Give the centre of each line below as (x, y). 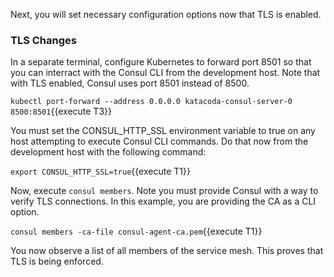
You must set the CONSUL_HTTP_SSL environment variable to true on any (163, 131)
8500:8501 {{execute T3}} (61, 111)
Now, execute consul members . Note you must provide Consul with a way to (164, 191)
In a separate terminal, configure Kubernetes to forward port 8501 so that (161, 62)
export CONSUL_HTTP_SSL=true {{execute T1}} (100, 171)
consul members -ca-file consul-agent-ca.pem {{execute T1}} (136, 231)
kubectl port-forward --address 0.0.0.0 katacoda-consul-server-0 (151, 102)
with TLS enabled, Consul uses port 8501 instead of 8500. (130, 83)
